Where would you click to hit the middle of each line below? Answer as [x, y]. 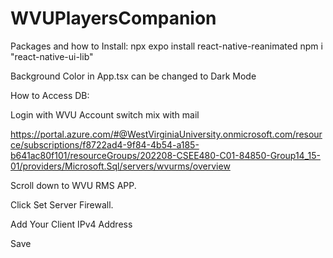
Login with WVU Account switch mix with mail [105, 114]
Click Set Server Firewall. [62, 204]
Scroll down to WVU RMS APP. [73, 185]
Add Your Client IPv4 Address [71, 224]
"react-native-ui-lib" [52, 56]
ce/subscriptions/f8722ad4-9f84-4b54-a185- [105, 144]
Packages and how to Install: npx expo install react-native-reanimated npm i [166, 46]
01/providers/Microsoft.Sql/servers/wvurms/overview [120, 166]
